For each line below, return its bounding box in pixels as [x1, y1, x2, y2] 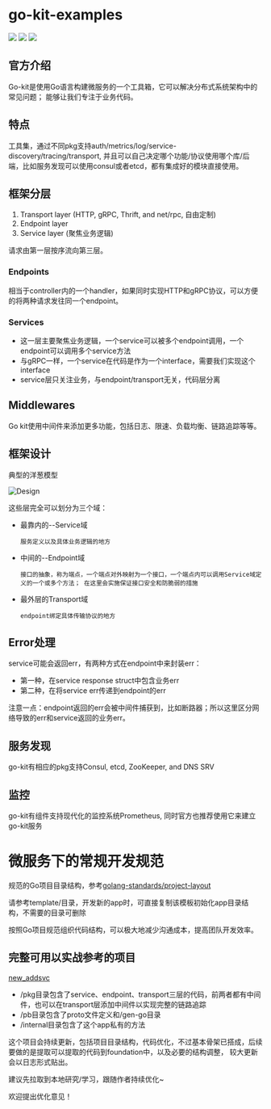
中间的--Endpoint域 [19, 552, 85, 562]
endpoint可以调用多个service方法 [19, 346, 131, 355]
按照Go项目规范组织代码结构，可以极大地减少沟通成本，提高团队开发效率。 [8, 925, 258, 935]
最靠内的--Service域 [19, 519, 88, 530]
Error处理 [8, 636, 56, 649]
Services [8, 317, 44, 328]
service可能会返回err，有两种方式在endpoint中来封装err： [8, 658, 202, 668]
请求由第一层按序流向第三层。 [8, 246, 107, 255]
